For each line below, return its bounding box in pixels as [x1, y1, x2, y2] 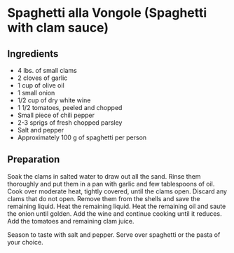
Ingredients [7, 48, 59, 60]
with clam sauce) [7, 20, 109, 36]
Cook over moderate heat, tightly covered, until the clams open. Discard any [7, 187, 228, 196]
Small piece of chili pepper [17, 111, 95, 119]
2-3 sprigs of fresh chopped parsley [17, 118, 123, 127]
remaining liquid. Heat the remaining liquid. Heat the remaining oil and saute [7, 202, 226, 210]
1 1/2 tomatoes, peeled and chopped [17, 104, 123, 111]
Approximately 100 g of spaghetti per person [17, 133, 147, 142]
